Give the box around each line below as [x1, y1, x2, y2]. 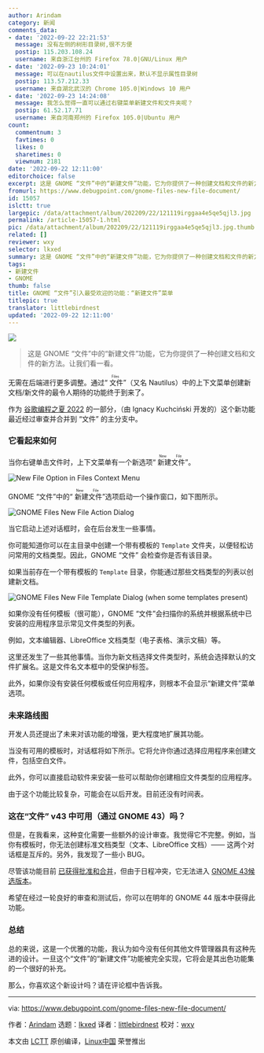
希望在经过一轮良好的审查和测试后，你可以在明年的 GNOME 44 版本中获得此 [8, 893, 255, 903]
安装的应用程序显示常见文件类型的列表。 [8, 618, 139, 628]
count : [8, 121, 30, 129]
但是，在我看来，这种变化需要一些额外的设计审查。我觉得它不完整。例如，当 [8, 830, 256, 840]
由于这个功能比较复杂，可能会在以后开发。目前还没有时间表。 [8, 790, 208, 799]
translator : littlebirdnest [8, 304, 101, 311]
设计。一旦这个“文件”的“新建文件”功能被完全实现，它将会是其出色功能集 [21, 953, 255, 963]
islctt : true [8, 201, 51, 209]
